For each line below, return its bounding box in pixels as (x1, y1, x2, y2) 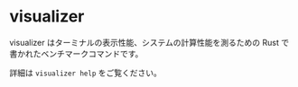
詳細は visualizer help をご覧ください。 (9, 67, 163, 78)
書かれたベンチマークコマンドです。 (9, 48, 144, 59)
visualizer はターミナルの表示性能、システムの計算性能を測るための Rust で (9, 37, 290, 48)
